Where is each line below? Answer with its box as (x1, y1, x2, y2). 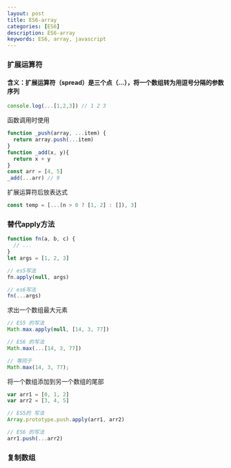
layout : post (7, 10, 45, 17)
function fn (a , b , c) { (7, 235, 76, 242)
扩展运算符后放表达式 (7, 188, 68, 197)
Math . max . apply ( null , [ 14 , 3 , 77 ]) (7, 326, 110, 333)
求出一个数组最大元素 (7, 306, 68, 314)
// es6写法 (7, 286, 37, 293)
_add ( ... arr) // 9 (7, 175, 60, 182)
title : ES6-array (7, 17, 57, 23)
